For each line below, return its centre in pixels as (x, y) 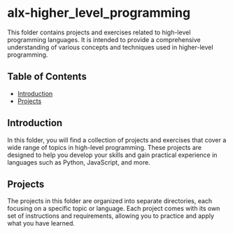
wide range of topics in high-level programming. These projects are (105, 147)
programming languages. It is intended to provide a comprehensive (104, 39)
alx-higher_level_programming (99, 13)
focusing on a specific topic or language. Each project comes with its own (114, 209)
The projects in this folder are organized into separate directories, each (110, 201)
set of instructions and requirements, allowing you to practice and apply (111, 216)
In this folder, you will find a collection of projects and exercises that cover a (117, 140)
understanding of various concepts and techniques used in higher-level (110, 47)
